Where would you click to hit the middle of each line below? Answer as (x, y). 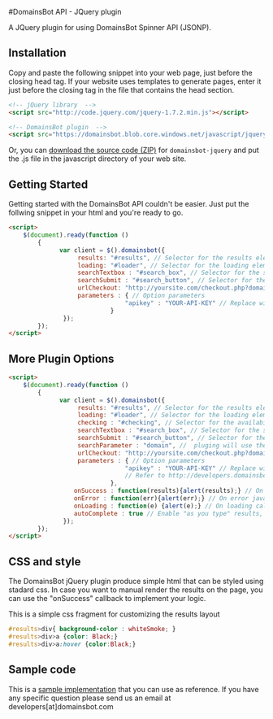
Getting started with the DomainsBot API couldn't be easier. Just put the (129, 204)
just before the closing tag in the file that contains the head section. (121, 89)
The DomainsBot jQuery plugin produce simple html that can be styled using (136, 582)
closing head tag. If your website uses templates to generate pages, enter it (135, 81)
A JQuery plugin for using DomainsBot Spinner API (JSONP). (110, 27)
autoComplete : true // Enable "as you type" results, (169, 513)
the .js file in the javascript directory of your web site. (97, 159)
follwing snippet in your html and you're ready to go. (96, 213)
